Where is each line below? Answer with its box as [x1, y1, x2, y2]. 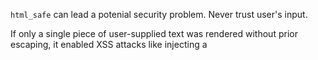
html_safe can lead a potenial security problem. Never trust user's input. [10, 9, 308, 20]
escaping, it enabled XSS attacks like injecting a [10, 39, 208, 50]
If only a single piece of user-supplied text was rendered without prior [10, 28, 298, 39]
